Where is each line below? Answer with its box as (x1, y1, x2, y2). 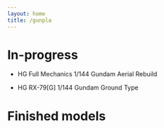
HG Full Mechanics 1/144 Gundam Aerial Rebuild (17, 70, 158, 78)
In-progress (7, 47, 79, 63)
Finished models (7, 108, 106, 124)
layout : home (7, 10, 46, 17)
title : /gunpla (7, 17, 52, 24)
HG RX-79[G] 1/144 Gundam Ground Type (17, 83, 139, 92)
